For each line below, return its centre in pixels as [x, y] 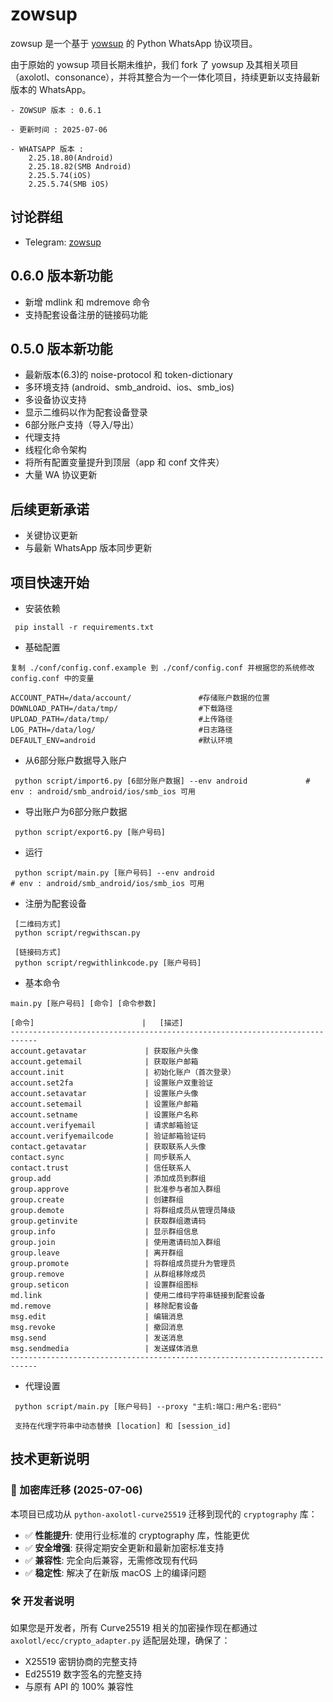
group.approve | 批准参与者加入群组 [116, 1189]
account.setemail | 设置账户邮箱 [104, 1104]
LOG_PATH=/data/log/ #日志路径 [121, 730]
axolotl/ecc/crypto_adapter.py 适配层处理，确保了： [120, 1640]
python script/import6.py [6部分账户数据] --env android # [162, 781]
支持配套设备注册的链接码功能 [86, 314]
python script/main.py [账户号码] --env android [114, 873]
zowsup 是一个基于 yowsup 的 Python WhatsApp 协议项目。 [134, 43]
